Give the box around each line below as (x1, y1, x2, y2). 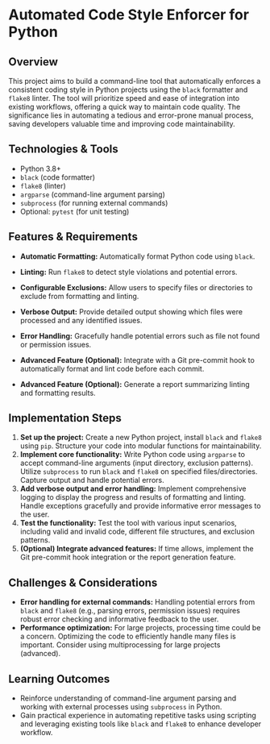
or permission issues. (19, 339, 92, 349)
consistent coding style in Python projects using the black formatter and (8, 85, 248, 94)
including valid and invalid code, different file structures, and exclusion (19, 526, 255, 537)
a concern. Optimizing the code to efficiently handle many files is (19, 631, 236, 642)
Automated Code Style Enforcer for (8, 6, 250, 24)
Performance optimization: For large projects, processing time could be (19, 623, 261, 633)
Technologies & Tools (8, 143, 118, 156)
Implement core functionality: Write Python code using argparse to (19, 450, 246, 459)
